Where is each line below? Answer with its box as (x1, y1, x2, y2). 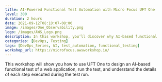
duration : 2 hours (5, 16, 42, 21)
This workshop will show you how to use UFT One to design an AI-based (5, 61, 151, 67)
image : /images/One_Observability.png (5, 25, 83, 30)
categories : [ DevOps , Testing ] (5, 39, 68, 44)
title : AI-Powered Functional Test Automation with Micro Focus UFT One (5, 7, 155, 12)
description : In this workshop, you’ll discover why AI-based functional (5, 34, 158, 39)
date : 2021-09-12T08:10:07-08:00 (5, 20, 73, 26)
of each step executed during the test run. (5, 71, 89, 77)
